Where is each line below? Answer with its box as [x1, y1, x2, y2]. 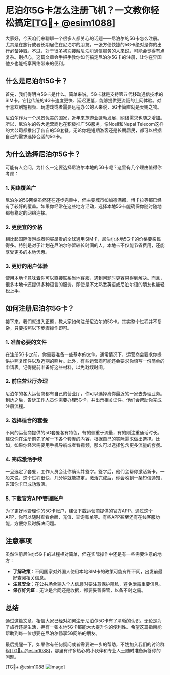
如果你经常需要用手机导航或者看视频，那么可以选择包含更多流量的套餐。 [14, 442, 165, 448]
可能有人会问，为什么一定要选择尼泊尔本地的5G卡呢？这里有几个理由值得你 [5, 164, 162, 170]
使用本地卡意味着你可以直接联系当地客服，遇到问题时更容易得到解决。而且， [5, 275, 165, 281]
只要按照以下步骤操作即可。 [14, 325, 72, 331]
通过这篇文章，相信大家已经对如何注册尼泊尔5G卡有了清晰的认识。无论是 [5, 618, 158, 624]
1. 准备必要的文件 [5, 339, 47, 346]
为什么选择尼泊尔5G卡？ [5, 150, 81, 159]
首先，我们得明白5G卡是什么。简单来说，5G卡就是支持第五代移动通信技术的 [5, 91, 163, 97]
